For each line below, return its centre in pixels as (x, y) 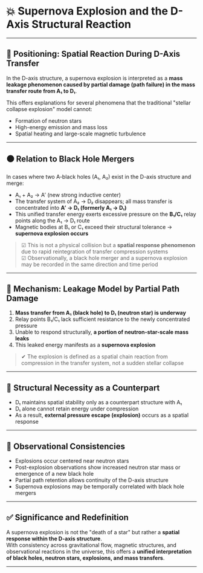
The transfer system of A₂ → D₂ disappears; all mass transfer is (94, 201)
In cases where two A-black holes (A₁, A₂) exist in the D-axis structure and (99, 176)
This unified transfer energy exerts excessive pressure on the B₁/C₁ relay (105, 214)
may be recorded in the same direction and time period (89, 264)
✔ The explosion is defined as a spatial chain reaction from (94, 357)
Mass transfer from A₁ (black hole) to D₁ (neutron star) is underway (100, 313)
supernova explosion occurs (52, 233)
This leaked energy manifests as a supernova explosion (85, 345)
